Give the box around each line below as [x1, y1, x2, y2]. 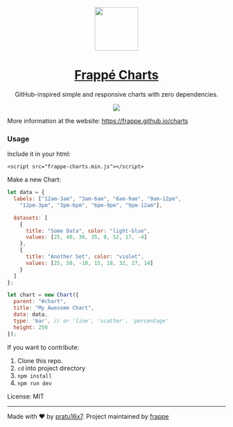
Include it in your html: [7, 150, 71, 159]
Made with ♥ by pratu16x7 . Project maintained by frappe [7, 412, 169, 420]
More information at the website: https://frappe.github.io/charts [7, 116, 189, 124]
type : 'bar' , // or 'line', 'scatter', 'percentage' [13, 317, 169, 324]
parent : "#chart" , [13, 298, 67, 305]
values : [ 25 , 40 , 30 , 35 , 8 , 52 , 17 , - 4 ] [25, 234, 148, 241]
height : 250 [13, 323, 49, 331]
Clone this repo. [17, 356, 63, 364]
